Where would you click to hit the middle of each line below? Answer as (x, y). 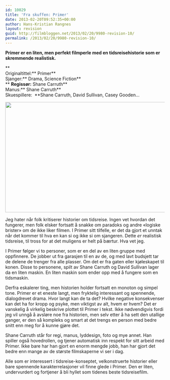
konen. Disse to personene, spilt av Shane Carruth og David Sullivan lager (82, 267)
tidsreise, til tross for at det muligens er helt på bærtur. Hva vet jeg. (75, 241)
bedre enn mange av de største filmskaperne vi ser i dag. (65, 351)
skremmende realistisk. (31, 58)
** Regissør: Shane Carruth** (36, 84)
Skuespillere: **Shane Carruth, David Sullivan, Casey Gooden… (73, 95)
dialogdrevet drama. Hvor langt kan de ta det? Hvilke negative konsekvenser (85, 298)
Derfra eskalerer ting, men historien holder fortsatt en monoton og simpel (81, 288)
